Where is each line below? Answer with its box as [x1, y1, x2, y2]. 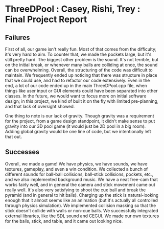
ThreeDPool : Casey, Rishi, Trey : [5, 3, 141, 15]
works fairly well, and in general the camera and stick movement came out [5, 182, 156, 187]
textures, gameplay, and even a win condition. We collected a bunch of [5, 166, 148, 172]
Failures [5, 33, 30, 42]
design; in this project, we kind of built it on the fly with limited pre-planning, [5, 98, 159, 104]
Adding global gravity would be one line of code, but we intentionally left [5, 129, 151, 134]
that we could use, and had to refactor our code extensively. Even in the [5, 77, 150, 83]
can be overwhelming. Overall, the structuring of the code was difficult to [5, 67, 153, 73]
